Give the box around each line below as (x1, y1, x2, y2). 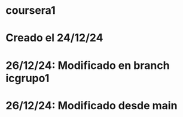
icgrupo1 (5, 71, 50, 85)
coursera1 (5, 4, 56, 17)
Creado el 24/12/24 (5, 31, 103, 45)
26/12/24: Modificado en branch (5, 58, 170, 72)
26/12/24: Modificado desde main (5, 98, 178, 112)
